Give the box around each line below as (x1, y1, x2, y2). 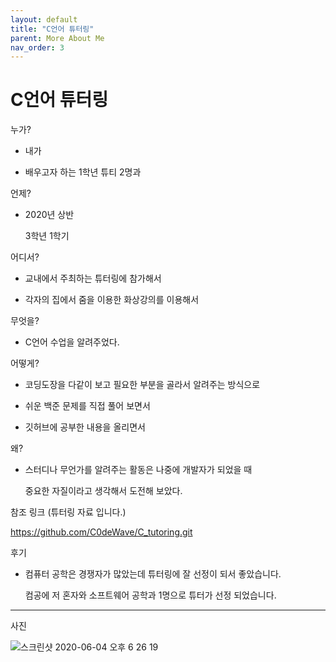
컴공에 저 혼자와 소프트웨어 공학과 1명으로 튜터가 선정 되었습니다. (24, 589, 277, 601)
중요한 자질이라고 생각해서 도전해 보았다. (24, 485, 183, 497)
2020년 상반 (24, 209, 75, 221)
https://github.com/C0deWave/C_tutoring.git (10, 526, 193, 538)
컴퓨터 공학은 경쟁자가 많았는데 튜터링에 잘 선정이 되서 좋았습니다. (24, 568, 282, 580)
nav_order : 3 (10, 42, 65, 53)
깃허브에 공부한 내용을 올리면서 (24, 421, 146, 433)
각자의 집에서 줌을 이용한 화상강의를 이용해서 (24, 294, 200, 306)
